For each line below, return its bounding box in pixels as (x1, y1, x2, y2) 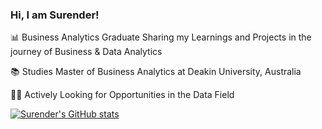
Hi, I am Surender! (10, 8, 100, 22)
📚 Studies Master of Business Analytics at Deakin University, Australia (10, 66, 302, 78)
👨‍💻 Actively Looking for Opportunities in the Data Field (10, 89, 235, 101)
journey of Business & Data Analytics (10, 46, 163, 58)
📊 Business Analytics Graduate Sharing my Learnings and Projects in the (10, 31, 312, 43)
